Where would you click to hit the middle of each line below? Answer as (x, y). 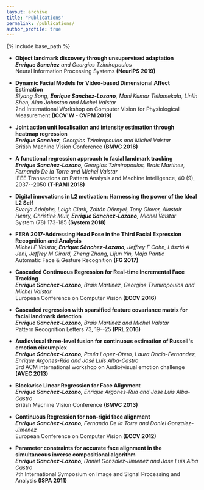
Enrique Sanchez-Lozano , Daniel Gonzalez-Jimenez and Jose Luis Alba (107, 461)
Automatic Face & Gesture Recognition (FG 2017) (77, 260)
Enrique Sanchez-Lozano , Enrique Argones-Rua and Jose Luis (95, 392)
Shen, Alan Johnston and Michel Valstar (66, 103)
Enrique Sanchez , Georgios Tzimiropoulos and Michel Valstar (93, 141)
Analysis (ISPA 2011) (41, 481)
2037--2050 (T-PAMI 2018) (50, 185)
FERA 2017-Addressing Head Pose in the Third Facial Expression (98, 234)
